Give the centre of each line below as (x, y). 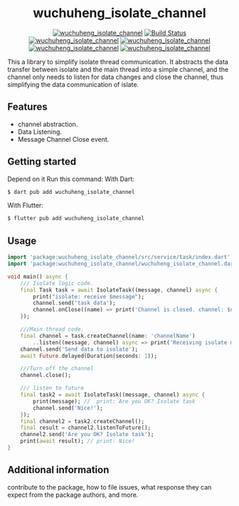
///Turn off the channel (57, 368)
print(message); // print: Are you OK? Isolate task (114, 401)
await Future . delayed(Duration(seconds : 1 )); (89, 356)
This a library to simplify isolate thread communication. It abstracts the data (118, 61)
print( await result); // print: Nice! (78, 441)
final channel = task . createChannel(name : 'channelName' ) (108, 336)
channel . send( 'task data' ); (74, 303)
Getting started (42, 162)
